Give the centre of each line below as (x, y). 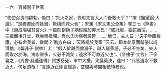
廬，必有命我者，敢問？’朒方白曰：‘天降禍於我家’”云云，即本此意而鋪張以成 (82, 42)
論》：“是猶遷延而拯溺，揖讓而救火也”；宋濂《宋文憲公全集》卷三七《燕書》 (82, 24)
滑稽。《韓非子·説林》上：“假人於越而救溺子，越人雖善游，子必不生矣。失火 (82, 48)
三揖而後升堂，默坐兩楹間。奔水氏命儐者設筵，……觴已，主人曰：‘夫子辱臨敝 (83, 36)
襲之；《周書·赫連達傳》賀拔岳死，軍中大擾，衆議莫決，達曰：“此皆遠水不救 (82, 61)
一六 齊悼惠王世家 (25, 7)
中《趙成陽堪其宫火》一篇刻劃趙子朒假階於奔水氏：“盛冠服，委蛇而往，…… (81, 30)
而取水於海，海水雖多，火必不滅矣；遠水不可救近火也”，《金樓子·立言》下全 (82, 54)
